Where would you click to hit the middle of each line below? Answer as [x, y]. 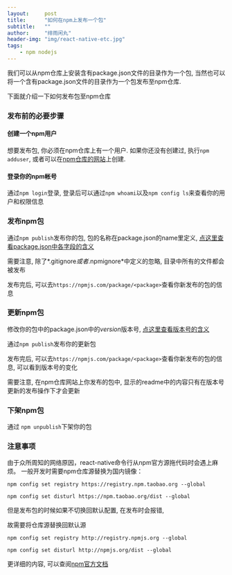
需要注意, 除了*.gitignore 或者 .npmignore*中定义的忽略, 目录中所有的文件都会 [116, 261]
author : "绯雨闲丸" [39, 33]
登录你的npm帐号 [32, 176]
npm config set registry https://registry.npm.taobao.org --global [107, 485]
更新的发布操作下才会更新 [44, 390]
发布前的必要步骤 [36, 116]
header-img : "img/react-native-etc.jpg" [66, 39]
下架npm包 [26, 410]
